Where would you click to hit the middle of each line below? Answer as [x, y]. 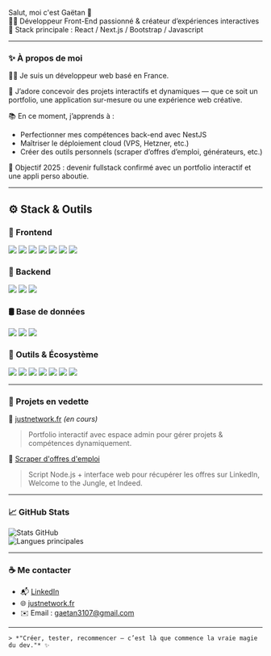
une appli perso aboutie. [49, 176]
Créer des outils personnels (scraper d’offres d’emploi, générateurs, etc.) [141, 152]
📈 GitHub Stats [39, 512]
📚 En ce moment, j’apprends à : [61, 116]
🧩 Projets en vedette [49, 402]
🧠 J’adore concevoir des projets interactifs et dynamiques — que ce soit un [133, 91]
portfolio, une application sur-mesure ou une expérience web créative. [125, 100]
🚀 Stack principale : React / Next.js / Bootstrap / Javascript [106, 29]
